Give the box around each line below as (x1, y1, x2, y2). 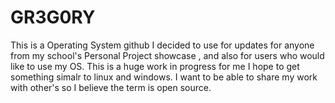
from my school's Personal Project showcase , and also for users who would (10, 49, 325, 61)
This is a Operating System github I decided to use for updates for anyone (10, 39, 315, 51)
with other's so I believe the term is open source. (10, 81, 212, 93)
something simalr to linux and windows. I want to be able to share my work (10, 71, 318, 83)
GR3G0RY (10, 6, 96, 29)
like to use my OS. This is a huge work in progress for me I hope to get (10, 60, 300, 72)
